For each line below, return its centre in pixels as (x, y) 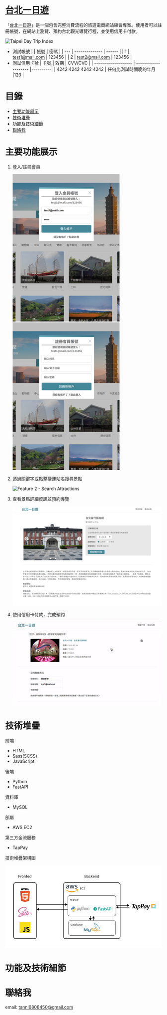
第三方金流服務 (20, 838)
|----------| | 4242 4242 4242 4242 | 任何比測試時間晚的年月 (92, 69)
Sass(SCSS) (25, 756)
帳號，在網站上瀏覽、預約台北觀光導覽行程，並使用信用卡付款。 (75, 31)
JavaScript (23, 761)
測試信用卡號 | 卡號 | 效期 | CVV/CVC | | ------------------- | (74, 63)
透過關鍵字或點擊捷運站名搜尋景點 (47, 479)
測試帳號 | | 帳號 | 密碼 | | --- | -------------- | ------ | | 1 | (71, 51)
